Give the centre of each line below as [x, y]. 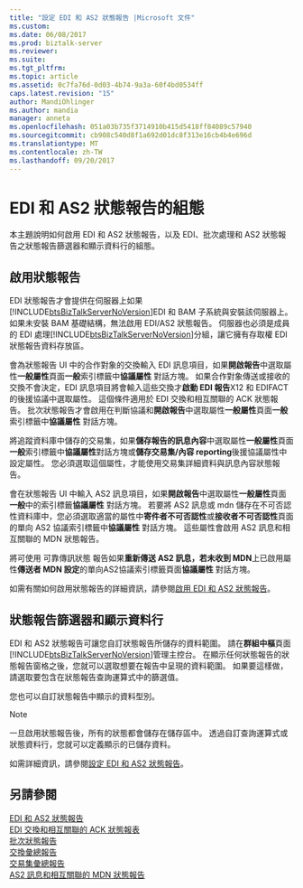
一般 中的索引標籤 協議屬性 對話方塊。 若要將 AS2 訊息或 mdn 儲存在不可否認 [150, 505]
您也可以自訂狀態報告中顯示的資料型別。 [84, 696]
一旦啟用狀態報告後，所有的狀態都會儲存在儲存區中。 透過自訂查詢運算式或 [149, 734]
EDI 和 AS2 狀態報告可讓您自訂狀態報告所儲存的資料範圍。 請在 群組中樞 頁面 [150, 643]
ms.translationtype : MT [54, 144]
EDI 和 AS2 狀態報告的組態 [107, 208]
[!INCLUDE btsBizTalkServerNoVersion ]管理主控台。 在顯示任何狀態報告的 [146, 655]
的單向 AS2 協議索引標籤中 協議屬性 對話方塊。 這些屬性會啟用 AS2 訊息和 [146, 528]
